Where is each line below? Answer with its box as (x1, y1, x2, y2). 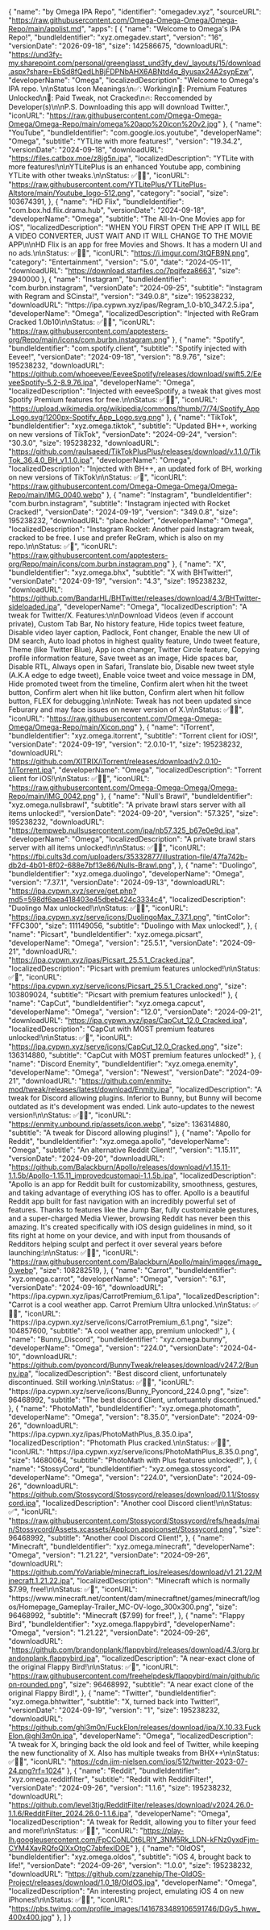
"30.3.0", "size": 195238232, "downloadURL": (8, 439, 160, 447)
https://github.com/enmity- (81, 1076, 172, 1085)
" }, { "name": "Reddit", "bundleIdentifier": (61, 1766, 201, 1775)
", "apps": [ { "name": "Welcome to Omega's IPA (81, 24, 241, 33)
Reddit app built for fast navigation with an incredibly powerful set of (8, 1196, 236, 1206)
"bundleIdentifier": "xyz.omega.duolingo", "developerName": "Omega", (8, 869, 244, 878)
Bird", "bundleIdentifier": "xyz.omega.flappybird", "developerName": (8, 1620, 235, 1628)
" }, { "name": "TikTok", (160, 413, 238, 422)
